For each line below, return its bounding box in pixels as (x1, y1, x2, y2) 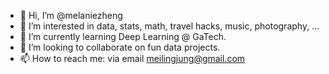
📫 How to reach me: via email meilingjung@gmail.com (19, 53, 246, 64)
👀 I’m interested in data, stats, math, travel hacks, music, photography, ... (19, 20, 320, 32)
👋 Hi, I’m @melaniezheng (19, 10, 123, 21)
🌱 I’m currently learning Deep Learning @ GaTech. (19, 31, 227, 42)
